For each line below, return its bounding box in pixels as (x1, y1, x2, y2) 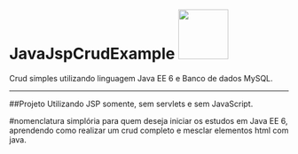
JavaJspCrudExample (9, 44, 176, 64)
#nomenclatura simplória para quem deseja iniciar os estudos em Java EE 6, (9, 115, 288, 126)
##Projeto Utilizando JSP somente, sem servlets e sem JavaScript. (9, 98, 254, 109)
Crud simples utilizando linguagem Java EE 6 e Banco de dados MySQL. (9, 73, 273, 83)
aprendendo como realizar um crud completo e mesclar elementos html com (9, 125, 289, 135)
